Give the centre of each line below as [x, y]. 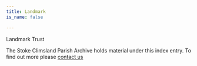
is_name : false [25, 17]
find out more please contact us [45, 57]
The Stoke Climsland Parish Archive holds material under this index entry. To [99, 50]
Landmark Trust [25, 39]
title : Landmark [26, 11]
